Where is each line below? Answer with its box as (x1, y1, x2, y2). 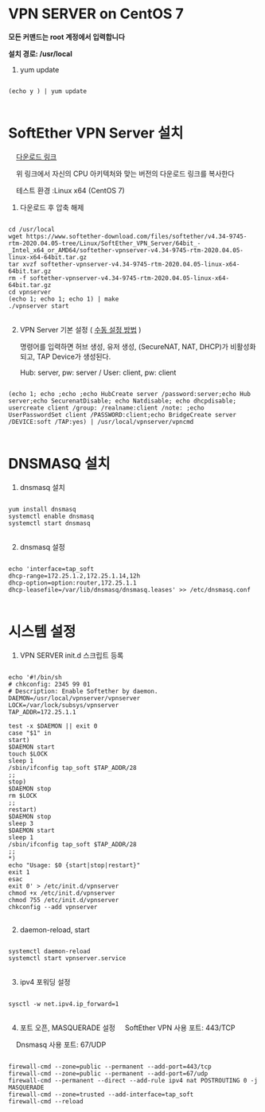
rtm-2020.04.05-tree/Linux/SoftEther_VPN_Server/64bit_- (8, 239, 201, 247)
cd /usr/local (8, 225, 56, 233)
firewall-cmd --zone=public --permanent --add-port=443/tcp (8, 1063, 212, 1071)
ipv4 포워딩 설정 (19, 977, 71, 986)
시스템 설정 (8, 623, 76, 640)
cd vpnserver (8, 288, 52, 296)
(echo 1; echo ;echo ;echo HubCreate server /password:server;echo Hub (8, 390, 251, 398)
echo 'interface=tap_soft (8, 565, 94, 573)
